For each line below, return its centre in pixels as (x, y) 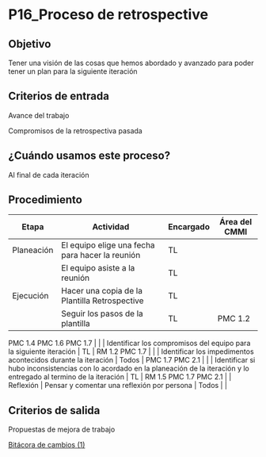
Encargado (189, 227)
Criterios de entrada (59, 96)
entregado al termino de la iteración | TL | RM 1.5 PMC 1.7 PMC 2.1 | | (120, 377)
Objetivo (30, 44)
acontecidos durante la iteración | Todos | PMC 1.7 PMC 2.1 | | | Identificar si (132, 360)
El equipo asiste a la (98, 268)
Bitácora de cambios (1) (47, 445)
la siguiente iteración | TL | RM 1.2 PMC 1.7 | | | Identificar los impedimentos (131, 351)
